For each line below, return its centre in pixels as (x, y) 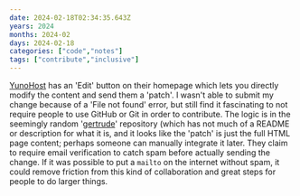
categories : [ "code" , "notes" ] (66, 51)
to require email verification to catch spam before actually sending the (140, 153)
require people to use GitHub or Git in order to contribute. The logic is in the (150, 114)
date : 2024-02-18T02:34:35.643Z (70, 18)
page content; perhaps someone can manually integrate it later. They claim (149, 143)
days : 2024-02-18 (42, 43)
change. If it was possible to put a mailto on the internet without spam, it (145, 162)
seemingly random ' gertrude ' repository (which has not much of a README (150, 124)
